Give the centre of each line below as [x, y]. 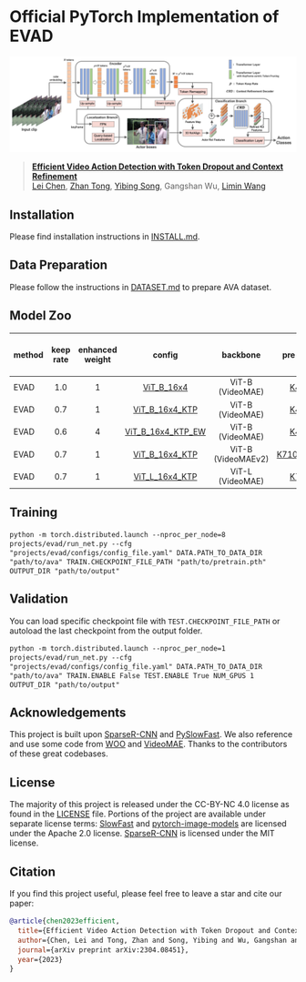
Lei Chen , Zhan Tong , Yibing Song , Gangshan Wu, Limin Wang [148, 186]
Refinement [54, 177]
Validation [39, 599]
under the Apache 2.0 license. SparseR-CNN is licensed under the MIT [142, 834]
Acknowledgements [68, 712]
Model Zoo [41, 316]
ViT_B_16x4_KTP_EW [165, 432]
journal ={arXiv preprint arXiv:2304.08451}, [103, 950]
